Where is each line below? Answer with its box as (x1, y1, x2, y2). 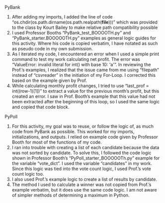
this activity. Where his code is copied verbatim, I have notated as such (11, 40, 158, 46)
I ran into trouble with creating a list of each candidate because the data (11, 145, 160, 150)
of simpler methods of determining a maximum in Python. (11, 192, 130, 198)
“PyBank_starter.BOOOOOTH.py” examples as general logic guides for (11, 35, 156, 41)
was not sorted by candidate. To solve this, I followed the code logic (11, 150, 152, 156)
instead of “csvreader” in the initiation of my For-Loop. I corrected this (11, 72, 156, 78)
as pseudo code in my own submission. (11, 46, 93, 51)
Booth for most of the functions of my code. (11, 139, 102, 145)
